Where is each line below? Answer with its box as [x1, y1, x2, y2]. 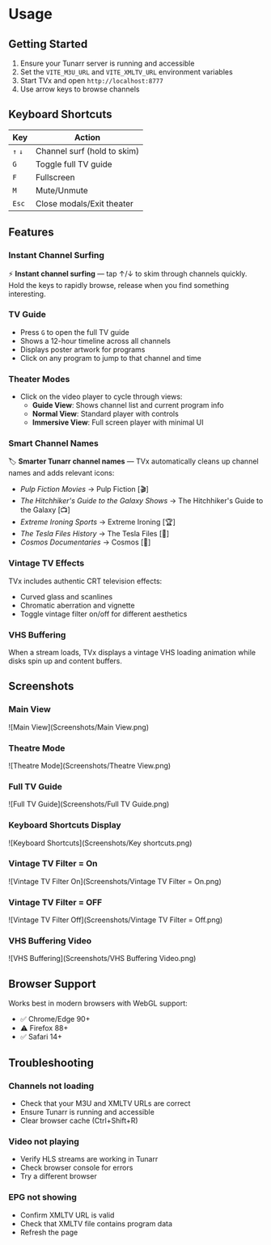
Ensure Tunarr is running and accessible [19, 1107, 155, 1116]
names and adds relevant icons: [8, 468, 115, 478]
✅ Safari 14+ [19, 1032, 62, 1042]
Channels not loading [8, 1080, 95, 1091]
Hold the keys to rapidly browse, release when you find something [8, 280, 229, 290]
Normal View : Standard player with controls [32, 409, 180, 419]
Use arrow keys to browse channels [19, 84, 140, 94]
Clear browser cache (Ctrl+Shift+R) [19, 1116, 139, 1125]
